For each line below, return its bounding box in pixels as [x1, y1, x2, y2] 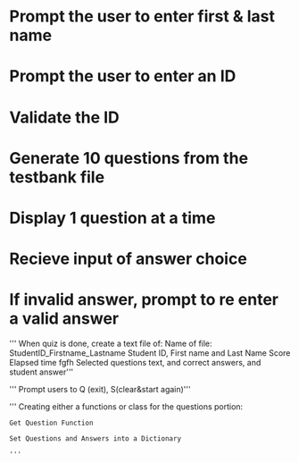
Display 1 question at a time [9, 207, 216, 228]
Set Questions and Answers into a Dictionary [9, 434, 181, 443]
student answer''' [9, 366, 74, 377]
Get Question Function [9, 418, 94, 428]
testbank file [9, 167, 105, 187]
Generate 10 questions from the [9, 147, 248, 168]
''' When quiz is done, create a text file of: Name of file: [9, 338, 212, 349]
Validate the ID [9, 107, 120, 127]
